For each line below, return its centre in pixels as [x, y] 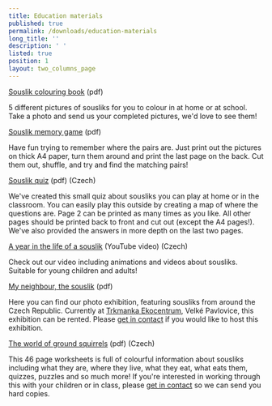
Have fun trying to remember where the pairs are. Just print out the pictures [135, 147]
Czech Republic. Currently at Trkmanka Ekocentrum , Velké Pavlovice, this [131, 310]
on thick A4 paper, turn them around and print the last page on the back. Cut [136, 156]
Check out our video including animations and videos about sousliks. [123, 262]
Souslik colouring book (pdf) [56, 92]
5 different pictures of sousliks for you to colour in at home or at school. [128, 107]
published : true [36, 24]
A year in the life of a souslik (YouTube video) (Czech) [98, 246]
